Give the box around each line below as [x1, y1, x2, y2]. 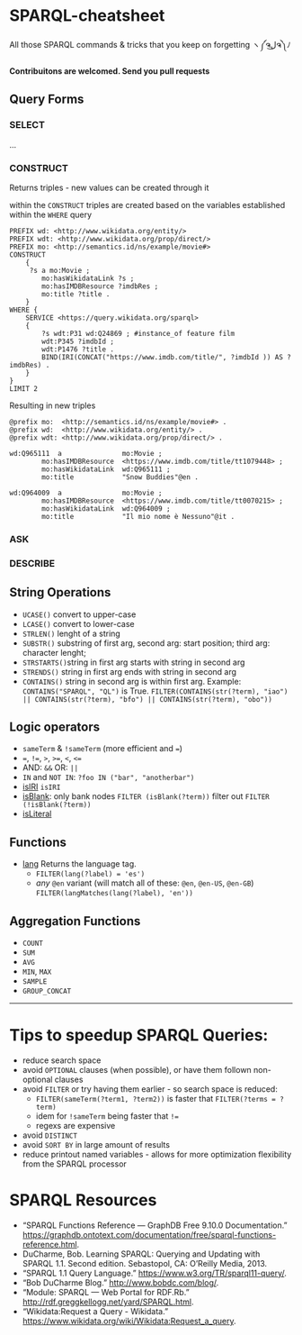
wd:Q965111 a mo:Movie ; [9, 449, 164, 458]
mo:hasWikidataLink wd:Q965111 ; [41, 465, 171, 474]
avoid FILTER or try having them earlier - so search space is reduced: [22, 1083, 279, 1094]
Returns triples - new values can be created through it [9, 182, 209, 193]
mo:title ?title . [41, 289, 111, 298]
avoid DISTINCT [22, 1130, 78, 1140]
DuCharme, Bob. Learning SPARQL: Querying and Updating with [22, 1249, 261, 1259]
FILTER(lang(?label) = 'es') [35, 870, 146, 879]
